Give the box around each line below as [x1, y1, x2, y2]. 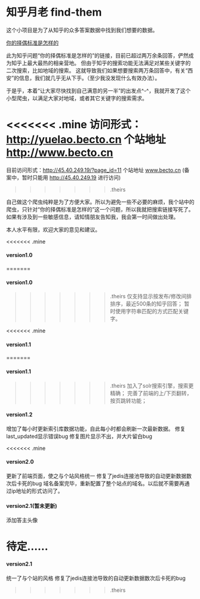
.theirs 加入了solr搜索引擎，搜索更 [110, 382, 194, 389]
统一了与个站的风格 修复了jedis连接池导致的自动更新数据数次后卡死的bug [6, 574, 186, 582]
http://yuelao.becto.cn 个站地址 [6, 133, 166, 147]
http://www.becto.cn [6, 146, 113, 159]
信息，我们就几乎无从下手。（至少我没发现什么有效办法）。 [19, 74, 161, 81]
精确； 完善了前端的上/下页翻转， [110, 389, 192, 397]
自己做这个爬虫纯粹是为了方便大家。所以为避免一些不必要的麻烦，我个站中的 [6, 198, 195, 205]
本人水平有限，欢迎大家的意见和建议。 [6, 226, 100, 233]
